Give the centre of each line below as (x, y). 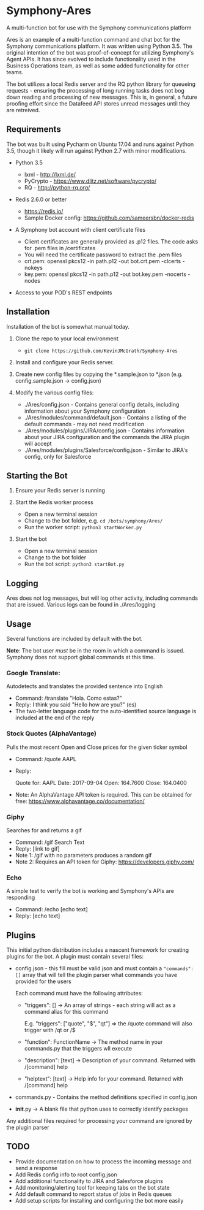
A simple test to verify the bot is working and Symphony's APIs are (90, 891)
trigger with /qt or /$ (50, 1030)
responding (21, 898)
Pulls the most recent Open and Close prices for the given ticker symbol (97, 747)
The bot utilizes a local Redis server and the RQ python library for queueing (101, 84)
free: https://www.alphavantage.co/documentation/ (80, 801)
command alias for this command (66, 1012)
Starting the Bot (37, 476)
